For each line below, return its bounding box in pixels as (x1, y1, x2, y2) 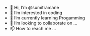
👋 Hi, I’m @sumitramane (9, 5, 60, 10)
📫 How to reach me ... (9, 26, 56, 31)
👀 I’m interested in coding (9, 10, 63, 16)
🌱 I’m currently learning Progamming (9, 15, 86, 20)
